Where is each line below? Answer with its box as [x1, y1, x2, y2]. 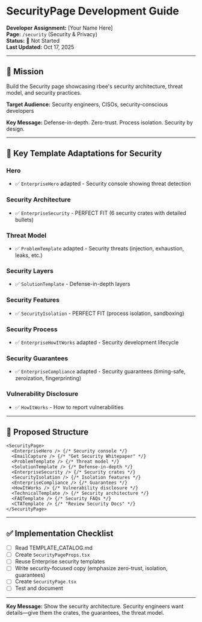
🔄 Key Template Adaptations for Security [6, 148, 162, 159]
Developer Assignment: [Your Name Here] [6, 24, 113, 31]
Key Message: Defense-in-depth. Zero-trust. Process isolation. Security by [6, 119, 194, 126]
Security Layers [6, 267, 54, 275]
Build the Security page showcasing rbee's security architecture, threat [6, 83, 183, 90]
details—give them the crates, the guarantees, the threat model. [6, 609, 164, 616]
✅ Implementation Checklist [6, 528, 114, 538]
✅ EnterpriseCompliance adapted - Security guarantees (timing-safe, [14, 368, 186, 375]
